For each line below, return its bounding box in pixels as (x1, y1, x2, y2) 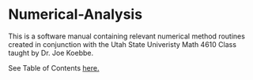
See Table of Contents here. (8, 63, 100, 72)
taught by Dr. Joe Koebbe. (8, 48, 93, 57)
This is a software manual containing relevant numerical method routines (8, 31, 245, 41)
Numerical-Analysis (8, 5, 143, 24)
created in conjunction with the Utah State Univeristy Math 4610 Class (8, 39, 237, 49)
